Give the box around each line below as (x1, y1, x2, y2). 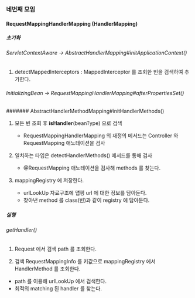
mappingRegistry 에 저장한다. (14, 177, 84, 184)
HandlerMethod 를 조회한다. (14, 265, 81, 272)
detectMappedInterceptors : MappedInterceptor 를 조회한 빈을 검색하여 (14, 69, 183, 76)
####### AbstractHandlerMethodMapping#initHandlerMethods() (6, 107, 165, 115)
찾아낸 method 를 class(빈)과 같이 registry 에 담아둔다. (23, 197, 150, 204)
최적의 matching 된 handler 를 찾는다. (14, 285, 102, 292)
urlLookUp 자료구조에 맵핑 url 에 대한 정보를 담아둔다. (23, 189, 147, 197)
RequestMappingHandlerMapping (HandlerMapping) (6, 20, 138, 27)
